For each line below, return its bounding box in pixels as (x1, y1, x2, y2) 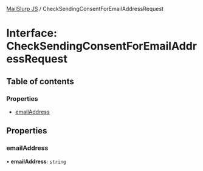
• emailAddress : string (6, 158, 66, 165)
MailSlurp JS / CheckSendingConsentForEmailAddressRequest (6, 5, 164, 12)
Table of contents (6, 76, 74, 87)
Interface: (6, 27, 58, 40)
